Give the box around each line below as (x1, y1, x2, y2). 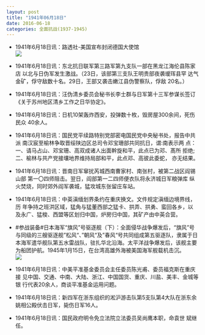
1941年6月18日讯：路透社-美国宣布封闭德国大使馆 (15, 43, 140, 51)
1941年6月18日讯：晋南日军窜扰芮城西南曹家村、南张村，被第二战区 (15, 167, 185, 175)
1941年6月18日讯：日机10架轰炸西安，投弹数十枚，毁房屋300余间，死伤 (15, 111, 195, 119)
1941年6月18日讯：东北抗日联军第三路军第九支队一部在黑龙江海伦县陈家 (15, 62, 196, 70)
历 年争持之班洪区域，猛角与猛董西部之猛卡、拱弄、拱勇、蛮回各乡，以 (15, 203, 193, 211)
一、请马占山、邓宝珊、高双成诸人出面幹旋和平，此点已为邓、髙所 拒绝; (15, 147, 195, 154)
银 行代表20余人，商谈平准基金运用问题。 (15, 281, 120, 288)
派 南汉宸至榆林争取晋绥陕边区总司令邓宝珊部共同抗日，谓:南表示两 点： (15, 139, 196, 147)
